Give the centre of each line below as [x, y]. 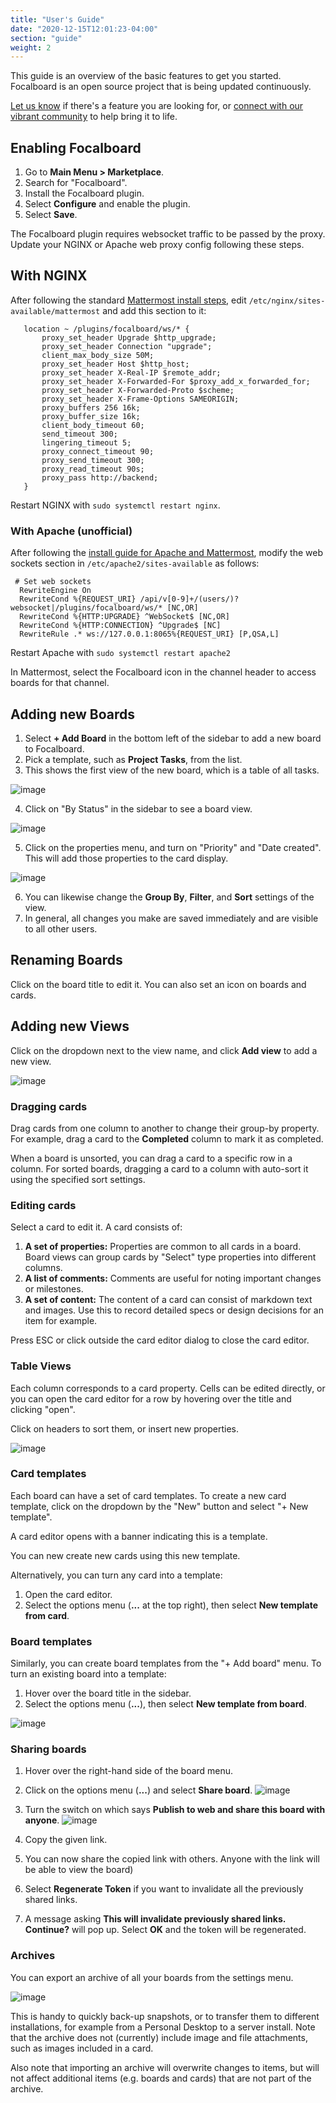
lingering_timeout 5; [86, 442]
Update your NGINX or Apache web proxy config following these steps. [157, 245]
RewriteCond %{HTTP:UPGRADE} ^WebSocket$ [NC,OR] [124, 617]
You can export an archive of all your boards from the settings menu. [152, 1977]
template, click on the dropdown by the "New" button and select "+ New [159, 1506]
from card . [47, 1615]
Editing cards [43, 1205]
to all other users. [61, 928]
